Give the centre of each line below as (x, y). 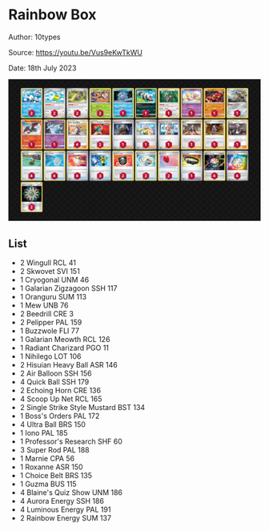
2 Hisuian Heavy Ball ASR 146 (68, 365)
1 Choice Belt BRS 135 (56, 476)
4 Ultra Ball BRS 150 (53, 424)
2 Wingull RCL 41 (48, 263)
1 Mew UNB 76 (44, 305)
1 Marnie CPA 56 (47, 459)
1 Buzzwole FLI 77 (50, 331)
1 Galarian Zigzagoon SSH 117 (68, 288)
